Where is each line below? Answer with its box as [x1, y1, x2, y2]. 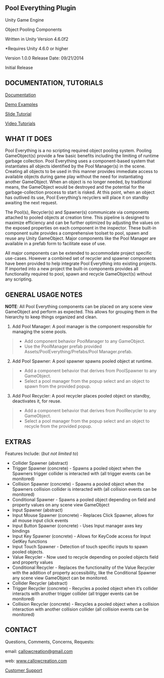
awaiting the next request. [5, 200, 58, 206]
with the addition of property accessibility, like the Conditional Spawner [12, 570, 157, 576]
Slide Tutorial [5, 111, 32, 117]
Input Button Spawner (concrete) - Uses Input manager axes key [12, 523, 143, 529]
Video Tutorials [5, 120, 36, 126]
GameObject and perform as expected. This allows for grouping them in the [5, 309, 158, 315]
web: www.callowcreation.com [5, 658, 67, 664]
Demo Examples [5, 101, 38, 107]
